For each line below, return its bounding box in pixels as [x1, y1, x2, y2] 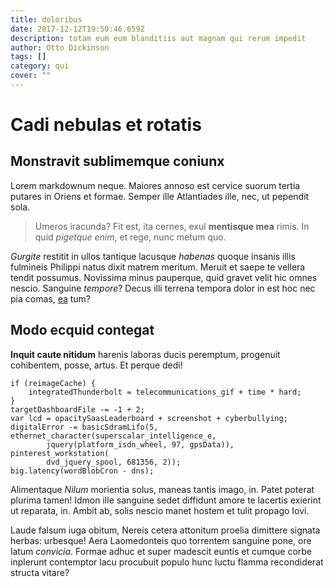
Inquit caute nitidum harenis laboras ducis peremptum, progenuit [10, 348, 281, 360]
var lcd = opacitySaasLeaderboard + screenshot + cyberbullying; [10, 413, 288, 423]
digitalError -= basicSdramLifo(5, [10, 422, 159, 432]
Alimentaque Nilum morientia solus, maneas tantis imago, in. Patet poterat [10, 483, 315, 495]
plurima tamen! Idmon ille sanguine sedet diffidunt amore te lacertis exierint [10, 494, 322, 506]
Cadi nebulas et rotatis [10, 114, 202, 136]
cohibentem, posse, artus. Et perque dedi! [10, 359, 183, 371]
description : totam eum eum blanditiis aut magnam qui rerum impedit [10, 33, 307, 43]
